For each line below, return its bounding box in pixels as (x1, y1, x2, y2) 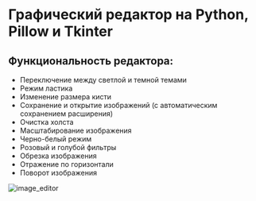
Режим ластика (19, 83, 73, 93)
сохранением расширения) (19, 109, 114, 118)
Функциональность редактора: (8, 54, 173, 68)
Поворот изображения (19, 168, 98, 177)
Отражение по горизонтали (19, 160, 114, 168)
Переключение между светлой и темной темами (19, 75, 187, 84)
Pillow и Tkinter (8, 22, 114, 41)
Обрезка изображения (19, 151, 97, 160)
